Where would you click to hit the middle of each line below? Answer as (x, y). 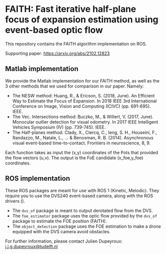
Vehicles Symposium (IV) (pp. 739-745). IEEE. (59, 127)
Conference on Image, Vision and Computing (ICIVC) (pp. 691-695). (82, 106)
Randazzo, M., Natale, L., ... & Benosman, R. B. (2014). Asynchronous (83, 137)
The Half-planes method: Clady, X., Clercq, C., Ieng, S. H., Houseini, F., (85, 132)
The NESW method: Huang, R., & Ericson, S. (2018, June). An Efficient (83, 95)
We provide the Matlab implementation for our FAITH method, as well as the (82, 81)
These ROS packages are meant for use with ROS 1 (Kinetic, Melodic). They (82, 190)
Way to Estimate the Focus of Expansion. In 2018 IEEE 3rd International (84, 101)
